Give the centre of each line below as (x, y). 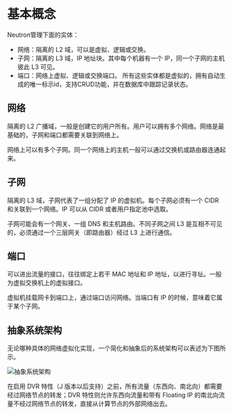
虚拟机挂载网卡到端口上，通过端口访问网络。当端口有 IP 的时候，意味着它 (112, 297)
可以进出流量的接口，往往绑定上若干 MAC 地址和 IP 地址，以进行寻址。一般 (114, 274)
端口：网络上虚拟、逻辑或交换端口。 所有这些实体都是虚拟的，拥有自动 (118, 75)
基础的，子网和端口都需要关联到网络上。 (65, 135)
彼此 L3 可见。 (38, 67)
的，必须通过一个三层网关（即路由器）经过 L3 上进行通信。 (92, 232)
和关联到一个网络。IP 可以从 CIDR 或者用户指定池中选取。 (89, 209)
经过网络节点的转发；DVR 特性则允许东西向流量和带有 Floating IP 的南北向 (113, 395)
